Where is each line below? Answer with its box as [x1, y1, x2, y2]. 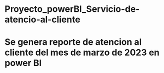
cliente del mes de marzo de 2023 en [4, 47, 160, 58]
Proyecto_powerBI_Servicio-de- [4, 3, 140, 15]
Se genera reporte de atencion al [4, 36, 142, 48]
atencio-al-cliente [4, 14, 81, 25]
